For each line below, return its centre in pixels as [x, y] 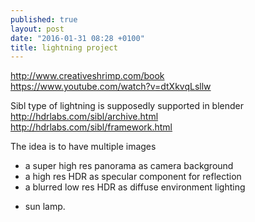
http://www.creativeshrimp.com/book [87, 76]
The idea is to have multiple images [83, 147]
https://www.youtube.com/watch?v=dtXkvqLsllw [111, 87]
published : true [44, 19]
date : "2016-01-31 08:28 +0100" [77, 38]
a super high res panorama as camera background [129, 166]
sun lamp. [45, 207]
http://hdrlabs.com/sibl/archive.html [84, 117]
